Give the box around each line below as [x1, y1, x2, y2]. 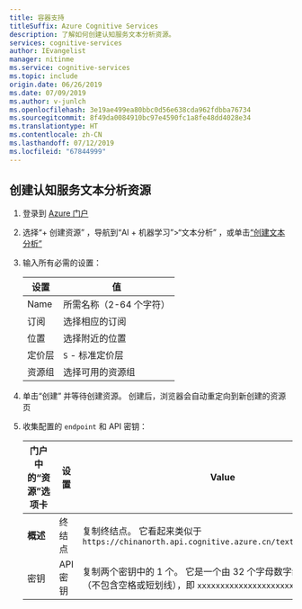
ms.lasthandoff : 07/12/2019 [9, 139, 115, 148]
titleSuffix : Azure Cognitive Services [9, 22, 159, 31]
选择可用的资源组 [62, 366, 136, 379]
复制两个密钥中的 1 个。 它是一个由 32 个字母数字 [82, 566, 292, 578]
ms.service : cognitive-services [9, 64, 130, 73]
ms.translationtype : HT [9, 122, 99, 131]
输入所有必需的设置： [22, 257, 102, 268]
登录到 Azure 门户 [22, 208, 89, 219]
